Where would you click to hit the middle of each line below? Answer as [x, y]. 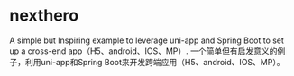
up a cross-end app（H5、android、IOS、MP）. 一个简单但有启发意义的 [143, 51]
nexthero [44, 16]
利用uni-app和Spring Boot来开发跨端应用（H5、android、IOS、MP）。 [155, 62]
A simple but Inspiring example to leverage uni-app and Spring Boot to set [147, 40]
